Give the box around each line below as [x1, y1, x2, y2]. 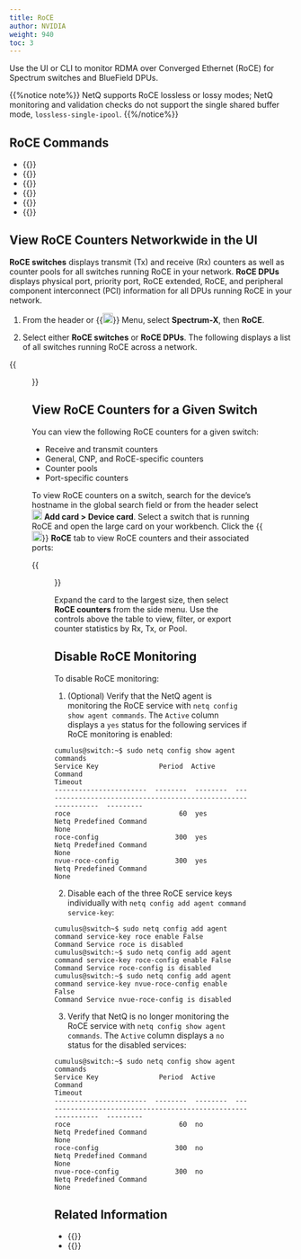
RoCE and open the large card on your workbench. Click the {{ [31, 521, 263, 531]
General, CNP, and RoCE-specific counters [44, 453, 204, 464]
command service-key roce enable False [54, 932, 204, 941]
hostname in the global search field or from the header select [31, 499, 259, 510]
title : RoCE [9, 13, 54, 22]
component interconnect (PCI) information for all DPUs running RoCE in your [9, 285, 292, 296]
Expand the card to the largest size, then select [54, 594, 229, 605]
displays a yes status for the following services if [66, 719, 247, 729]
